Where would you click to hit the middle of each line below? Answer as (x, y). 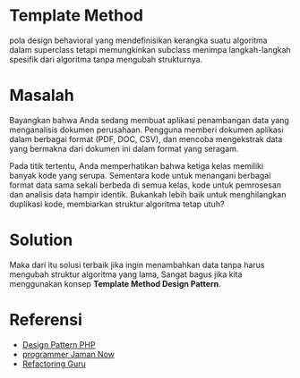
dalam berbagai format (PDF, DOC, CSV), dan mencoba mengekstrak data (146, 139)
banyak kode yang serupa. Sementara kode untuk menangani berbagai (140, 175)
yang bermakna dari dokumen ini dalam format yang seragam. (124, 148)
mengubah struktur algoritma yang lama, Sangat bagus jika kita (126, 274)
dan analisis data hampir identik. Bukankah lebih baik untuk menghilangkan (148, 194)
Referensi (46, 320)
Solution (41, 240)
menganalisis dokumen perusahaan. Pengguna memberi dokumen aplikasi (146, 130)
